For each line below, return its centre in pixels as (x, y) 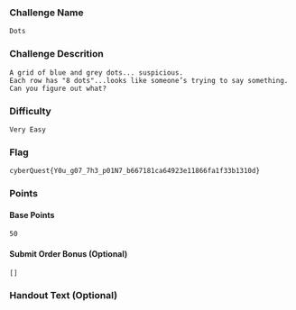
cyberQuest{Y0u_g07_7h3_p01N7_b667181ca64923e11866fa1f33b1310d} (134, 171)
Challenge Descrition (56, 54)
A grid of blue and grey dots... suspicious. (96, 73)
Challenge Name (46, 13)
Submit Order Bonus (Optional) (69, 253)
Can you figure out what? (58, 88)
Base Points (32, 214)
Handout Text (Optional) (64, 296)
